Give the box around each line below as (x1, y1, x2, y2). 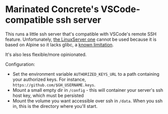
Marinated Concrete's (5, 4, 99, 15)
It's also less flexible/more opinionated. (5, 51, 87, 58)
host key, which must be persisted (12, 92, 84, 98)
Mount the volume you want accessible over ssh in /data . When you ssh (12, 97, 163, 104)
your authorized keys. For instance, (12, 76, 86, 82)
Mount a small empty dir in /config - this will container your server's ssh (12, 87, 163, 93)
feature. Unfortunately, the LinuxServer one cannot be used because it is (5, 36, 157, 42)
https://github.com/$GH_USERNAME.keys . (12, 82, 96, 88)
